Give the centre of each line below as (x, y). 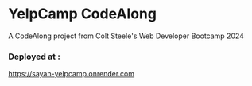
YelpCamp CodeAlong (83, 14)
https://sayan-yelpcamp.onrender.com (72, 74)
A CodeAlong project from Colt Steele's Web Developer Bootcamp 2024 (126, 36)
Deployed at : (35, 57)
